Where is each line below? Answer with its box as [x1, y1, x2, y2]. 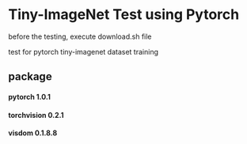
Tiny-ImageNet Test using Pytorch [8, 6, 240, 24]
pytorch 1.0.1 [8, 92, 51, 101]
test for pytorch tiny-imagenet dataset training [8, 47, 158, 56]
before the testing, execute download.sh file [8, 32, 152, 41]
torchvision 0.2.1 [8, 110, 65, 119]
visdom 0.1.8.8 [8, 128, 58, 138]
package [8, 70, 53, 84]
